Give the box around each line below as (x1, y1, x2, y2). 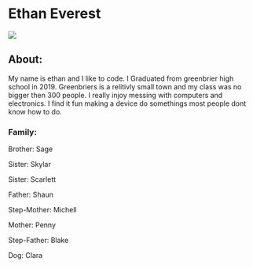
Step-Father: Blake (8, 236, 69, 245)
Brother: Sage (8, 144, 53, 154)
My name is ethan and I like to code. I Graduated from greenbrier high (8, 74, 234, 83)
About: (8, 53, 43, 67)
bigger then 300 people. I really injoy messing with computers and (8, 90, 223, 100)
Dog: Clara (8, 251, 43, 260)
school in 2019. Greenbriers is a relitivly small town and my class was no (8, 81, 242, 91)
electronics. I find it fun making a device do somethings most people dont (8, 99, 247, 108)
